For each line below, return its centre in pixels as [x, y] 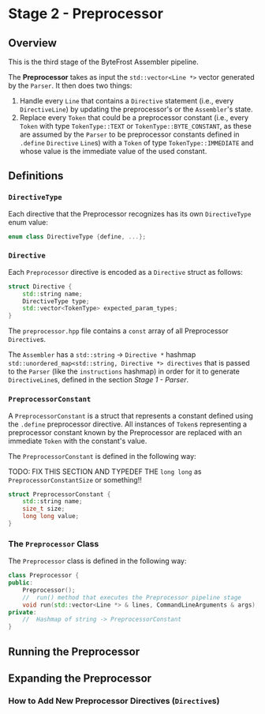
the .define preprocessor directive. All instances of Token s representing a [127, 424]
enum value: [28, 222]
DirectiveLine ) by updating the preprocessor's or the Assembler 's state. [136, 109]
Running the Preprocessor [74, 651]
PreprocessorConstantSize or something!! [75, 479]
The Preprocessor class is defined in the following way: [97, 561]
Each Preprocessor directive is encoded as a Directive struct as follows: [125, 272]
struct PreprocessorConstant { [60, 494]
